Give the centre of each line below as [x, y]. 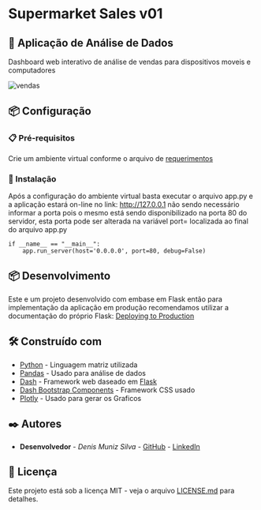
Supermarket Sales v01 [86, 14]
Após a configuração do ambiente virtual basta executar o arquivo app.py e [131, 196]
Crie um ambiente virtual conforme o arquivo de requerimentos [111, 158]
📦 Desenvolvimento [60, 276]
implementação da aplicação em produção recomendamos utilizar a [119, 307]
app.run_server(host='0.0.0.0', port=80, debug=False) [114, 251]
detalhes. [23, 499]
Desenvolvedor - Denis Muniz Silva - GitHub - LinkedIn [110, 447]
